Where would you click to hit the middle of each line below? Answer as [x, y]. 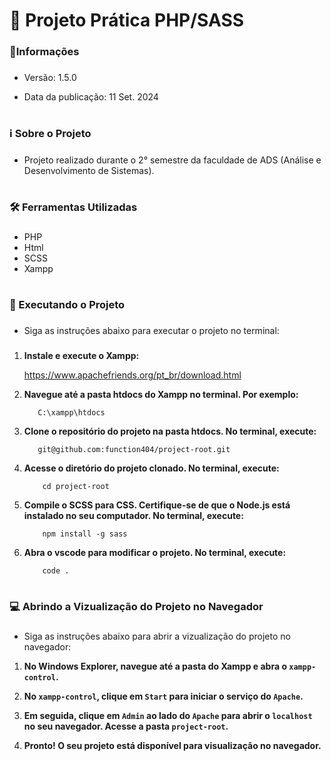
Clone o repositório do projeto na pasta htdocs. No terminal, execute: [170, 431]
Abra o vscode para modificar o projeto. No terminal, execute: [155, 553]
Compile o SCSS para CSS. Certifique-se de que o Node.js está [157, 505]
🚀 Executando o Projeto [67, 305]
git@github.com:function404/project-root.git [134, 450]
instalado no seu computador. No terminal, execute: [133, 516]
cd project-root [76, 487]
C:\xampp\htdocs [71, 413]
